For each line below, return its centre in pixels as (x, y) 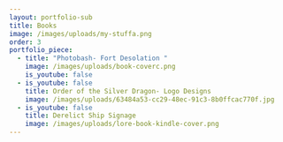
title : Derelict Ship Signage (81, 116)
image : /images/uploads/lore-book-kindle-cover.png (122, 124)
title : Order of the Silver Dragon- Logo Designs (119, 91)
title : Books (33, 26)
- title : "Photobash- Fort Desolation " (92, 58)
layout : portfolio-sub (51, 17)
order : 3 (25, 42)
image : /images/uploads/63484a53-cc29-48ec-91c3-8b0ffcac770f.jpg (150, 99)
